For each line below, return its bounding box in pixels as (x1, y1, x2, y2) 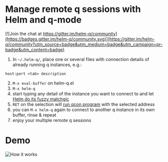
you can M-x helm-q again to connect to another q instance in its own (12, 106, 155, 112)
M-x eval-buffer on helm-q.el (12, 80, 74, 86)
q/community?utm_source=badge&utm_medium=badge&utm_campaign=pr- (5, 41, 163, 47)
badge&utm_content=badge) (5, 46, 65, 52)
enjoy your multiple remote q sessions (12, 117, 91, 123)
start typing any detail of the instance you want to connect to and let (12, 90, 154, 96)
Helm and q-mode (5, 14, 82, 25)
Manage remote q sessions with (5, 3, 141, 15)
